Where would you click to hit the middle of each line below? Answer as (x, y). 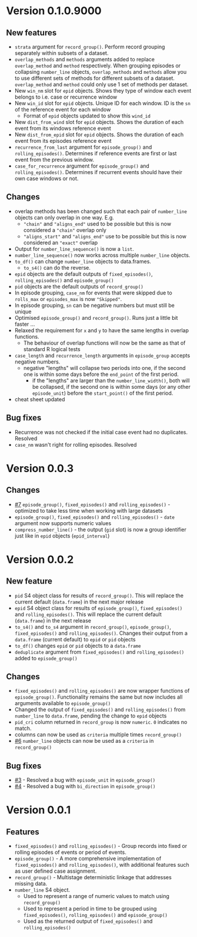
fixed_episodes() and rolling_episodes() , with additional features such (102, 865)
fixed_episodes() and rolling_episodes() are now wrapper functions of (102, 691)
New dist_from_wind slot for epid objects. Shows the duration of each (99, 122)
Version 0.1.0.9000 (54, 11)
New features (31, 33)
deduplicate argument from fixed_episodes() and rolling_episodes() (99, 652)
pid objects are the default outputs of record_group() (79, 286)
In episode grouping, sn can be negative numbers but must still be (94, 305)
